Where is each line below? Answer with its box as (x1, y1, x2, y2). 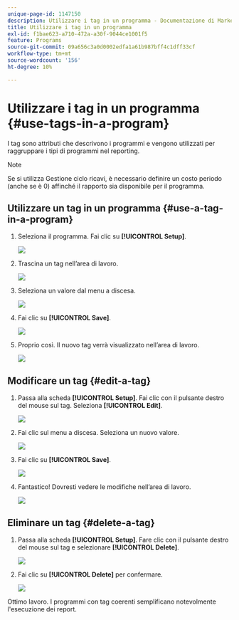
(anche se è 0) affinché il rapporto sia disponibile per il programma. (7, 182, 205, 190)
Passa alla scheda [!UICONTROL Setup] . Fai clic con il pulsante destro (17, 394, 225, 402)
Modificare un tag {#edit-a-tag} (7, 374, 152, 387)
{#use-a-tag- (162, 202, 224, 214)
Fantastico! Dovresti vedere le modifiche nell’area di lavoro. (17, 483, 191, 491)
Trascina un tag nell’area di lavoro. (17, 259, 119, 268)
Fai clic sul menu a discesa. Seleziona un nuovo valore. (17, 429, 179, 437)
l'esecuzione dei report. (7, 605, 77, 613)
